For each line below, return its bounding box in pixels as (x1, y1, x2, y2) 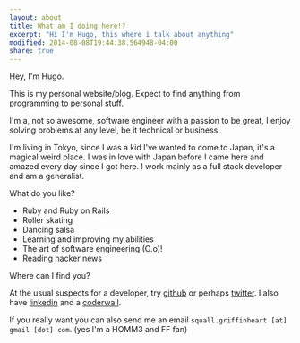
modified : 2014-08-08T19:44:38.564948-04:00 (9, 38, 178, 47)
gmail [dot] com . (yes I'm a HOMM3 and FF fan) (9, 324, 188, 335)
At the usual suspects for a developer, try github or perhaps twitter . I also (9, 287, 279, 298)
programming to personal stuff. (9, 98, 124, 108)
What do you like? (9, 188, 76, 199)
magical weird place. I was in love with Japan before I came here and (9, 151, 264, 162)
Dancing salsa (21, 225, 75, 236)
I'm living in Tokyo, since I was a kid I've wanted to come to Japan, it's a (9, 142, 276, 153)
